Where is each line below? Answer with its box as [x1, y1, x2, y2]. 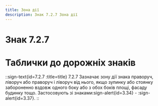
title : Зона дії [5, 7, 39, 13]
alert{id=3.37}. [5, 95, 36, 101]
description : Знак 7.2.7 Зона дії [5, 12, 78, 17]
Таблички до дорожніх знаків [5, 57, 136, 68]
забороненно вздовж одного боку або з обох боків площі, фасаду [5, 84, 147, 90]
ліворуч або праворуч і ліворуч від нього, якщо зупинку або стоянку [5, 79, 153, 85]
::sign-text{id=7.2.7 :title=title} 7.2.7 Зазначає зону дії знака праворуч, [5, 74, 153, 80]
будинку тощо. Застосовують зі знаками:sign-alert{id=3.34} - [5, 89, 137, 96]
